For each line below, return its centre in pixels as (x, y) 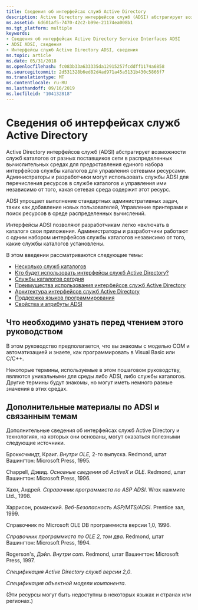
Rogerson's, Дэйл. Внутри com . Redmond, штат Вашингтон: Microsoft (93, 554)
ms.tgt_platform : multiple (39, 28)
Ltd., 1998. (19, 496)
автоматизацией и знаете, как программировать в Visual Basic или (90, 352)
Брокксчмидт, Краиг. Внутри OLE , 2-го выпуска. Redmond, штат (86, 454)
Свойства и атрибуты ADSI (48, 304)
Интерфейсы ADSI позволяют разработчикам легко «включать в (88, 225)
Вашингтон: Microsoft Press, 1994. (49, 543)
